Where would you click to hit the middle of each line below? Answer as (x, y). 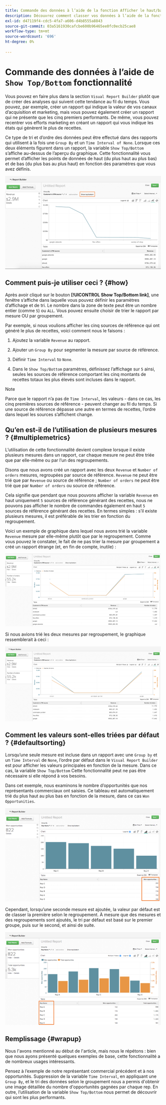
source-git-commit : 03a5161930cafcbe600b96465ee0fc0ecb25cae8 (70, 26)
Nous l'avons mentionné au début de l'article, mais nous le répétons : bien (81, 1051)
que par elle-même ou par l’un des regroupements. (57, 460)
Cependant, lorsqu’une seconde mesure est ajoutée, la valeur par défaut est (83, 910)
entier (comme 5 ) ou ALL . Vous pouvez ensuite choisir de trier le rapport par (82, 310)
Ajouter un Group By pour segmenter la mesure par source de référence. (86, 350)
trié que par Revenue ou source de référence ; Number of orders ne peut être (82, 480)
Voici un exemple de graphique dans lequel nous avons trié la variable (76, 531)
